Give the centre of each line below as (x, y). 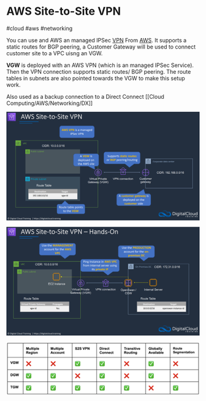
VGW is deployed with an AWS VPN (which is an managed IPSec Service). (100, 65)
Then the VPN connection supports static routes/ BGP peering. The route (99, 71)
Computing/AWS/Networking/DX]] (50, 103)
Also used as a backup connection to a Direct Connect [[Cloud (85, 96)
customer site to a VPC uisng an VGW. (55, 53)
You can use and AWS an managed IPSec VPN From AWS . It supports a (97, 40)
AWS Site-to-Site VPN (64, 11)
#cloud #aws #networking (40, 28)
